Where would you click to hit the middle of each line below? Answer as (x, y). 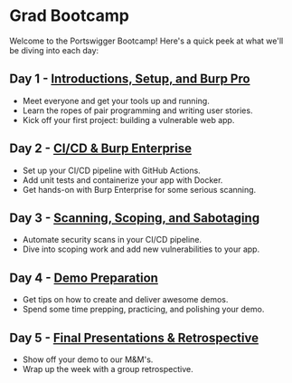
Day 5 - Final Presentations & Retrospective (134, 337)
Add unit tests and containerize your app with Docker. (122, 180)
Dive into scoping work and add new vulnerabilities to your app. (141, 249)
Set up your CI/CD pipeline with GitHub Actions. (111, 170)
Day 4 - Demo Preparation (84, 278)
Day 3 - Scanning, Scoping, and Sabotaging (135, 218)
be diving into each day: (54, 50)
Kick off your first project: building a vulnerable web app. (128, 120)
